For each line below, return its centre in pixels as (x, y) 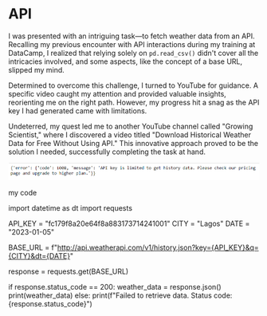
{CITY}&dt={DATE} (39, 256)
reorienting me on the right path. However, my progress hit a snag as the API (134, 102)
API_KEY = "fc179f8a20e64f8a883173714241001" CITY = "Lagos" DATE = (129, 223)
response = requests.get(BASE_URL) (69, 271)
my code (23, 193)
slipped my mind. (37, 69)
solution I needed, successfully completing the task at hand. (107, 152)
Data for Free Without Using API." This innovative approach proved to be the (133, 143)
